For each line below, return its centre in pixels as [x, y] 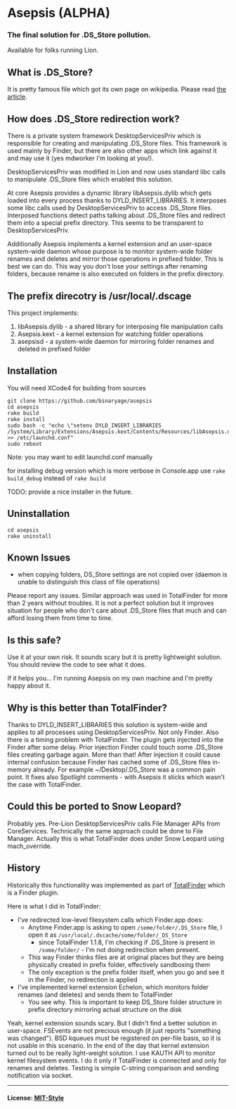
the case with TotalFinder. [45, 784]
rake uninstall [29, 536]
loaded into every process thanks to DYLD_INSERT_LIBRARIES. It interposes [117, 200]
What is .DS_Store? [50, 72]
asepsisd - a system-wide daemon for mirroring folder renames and [116, 341]
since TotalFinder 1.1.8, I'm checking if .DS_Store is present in [127, 942]
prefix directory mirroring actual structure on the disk [105, 1009]
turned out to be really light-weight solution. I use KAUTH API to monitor [111, 1053]
